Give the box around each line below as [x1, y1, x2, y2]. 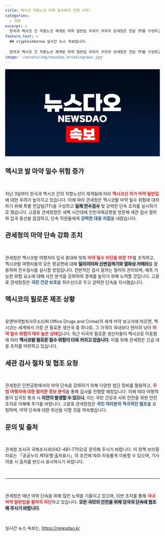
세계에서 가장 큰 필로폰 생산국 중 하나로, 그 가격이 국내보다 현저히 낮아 [18, 325, 152, 331]
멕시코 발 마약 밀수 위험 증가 [5, 167, 84, 176]
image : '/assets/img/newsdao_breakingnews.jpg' [5, 55, 105, 60]
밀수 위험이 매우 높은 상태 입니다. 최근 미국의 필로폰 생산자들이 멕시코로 [10, 331, 144, 337]
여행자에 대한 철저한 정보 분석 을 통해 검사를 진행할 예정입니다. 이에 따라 [10, 389, 146, 395]
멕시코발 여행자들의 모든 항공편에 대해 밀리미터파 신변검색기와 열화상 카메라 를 [5, 261, 153, 267]
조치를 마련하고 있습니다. [10, 343, 58, 349]
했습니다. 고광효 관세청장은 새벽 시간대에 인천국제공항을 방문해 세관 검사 [10, 209, 148, 215]
